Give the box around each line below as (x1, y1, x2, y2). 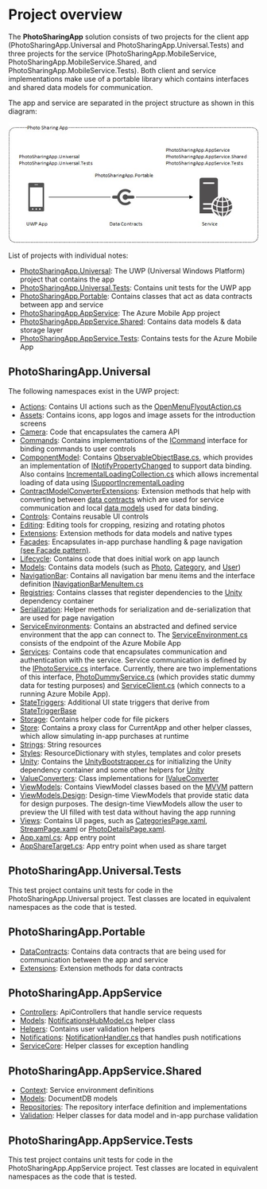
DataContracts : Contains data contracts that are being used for (19, 946, 226, 956)
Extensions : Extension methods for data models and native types (19, 528, 233, 538)
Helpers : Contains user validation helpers (19, 1024, 156, 1034)
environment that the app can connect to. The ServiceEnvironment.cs (19, 630, 248, 639)
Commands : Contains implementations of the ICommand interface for (19, 435, 248, 445)
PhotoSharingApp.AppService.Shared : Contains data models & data (19, 317, 242, 327)
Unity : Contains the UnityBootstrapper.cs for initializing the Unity (19, 756, 232, 766)
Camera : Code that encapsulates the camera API (19, 427, 180, 437)
